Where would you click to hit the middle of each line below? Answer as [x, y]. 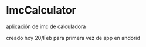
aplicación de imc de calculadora [46, 26]
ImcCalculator [41, 10]
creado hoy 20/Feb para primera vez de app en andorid [73, 38]
